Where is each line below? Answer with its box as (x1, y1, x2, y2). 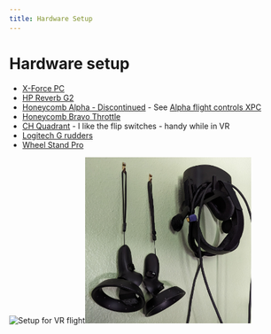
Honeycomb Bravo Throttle (21, 111, 121, 121)
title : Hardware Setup (9, 14, 93, 23)
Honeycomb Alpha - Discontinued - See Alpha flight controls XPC (21, 102, 262, 113)
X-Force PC (21, 82, 65, 93)
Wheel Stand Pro (21, 139, 84, 150)
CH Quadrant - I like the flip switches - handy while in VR (21, 120, 230, 131)
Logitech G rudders (21, 129, 93, 141)
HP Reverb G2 (21, 92, 74, 103)
